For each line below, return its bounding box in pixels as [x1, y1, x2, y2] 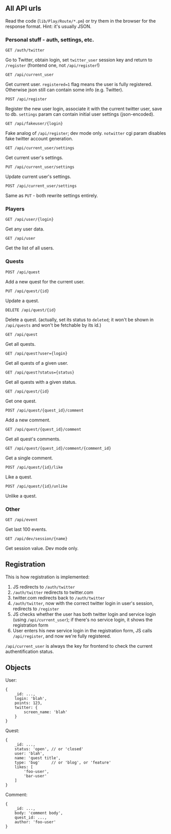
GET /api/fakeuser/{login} [5, 121, 63, 127]
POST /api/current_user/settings [5, 184, 77, 189]
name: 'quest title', [14, 755, 61, 760]
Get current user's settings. [5, 154, 63, 161]
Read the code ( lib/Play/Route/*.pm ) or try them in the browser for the [5, 17, 156, 24]
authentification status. [5, 648, 54, 654]
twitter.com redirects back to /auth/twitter [12, 594, 105, 601]
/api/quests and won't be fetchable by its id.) [5, 322, 102, 328]
